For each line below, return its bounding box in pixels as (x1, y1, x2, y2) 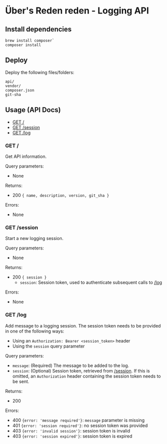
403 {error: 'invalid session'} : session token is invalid (12, 427, 131, 433)
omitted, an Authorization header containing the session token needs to (12, 373, 161, 379)
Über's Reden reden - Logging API (5, 5, 150, 16)
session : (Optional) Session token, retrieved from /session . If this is (12, 367, 150, 373)
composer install (5, 42, 41, 47)
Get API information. (5, 153, 47, 159)
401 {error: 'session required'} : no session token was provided (12, 422, 148, 428)
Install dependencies (5, 25, 72, 33)
